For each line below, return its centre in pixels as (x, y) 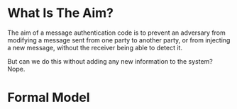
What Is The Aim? (61, 13)
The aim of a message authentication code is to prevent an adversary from (116, 33)
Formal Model (49, 98)
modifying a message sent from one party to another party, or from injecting (119, 40)
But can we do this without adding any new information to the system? (110, 61)
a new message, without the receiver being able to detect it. (95, 47)
